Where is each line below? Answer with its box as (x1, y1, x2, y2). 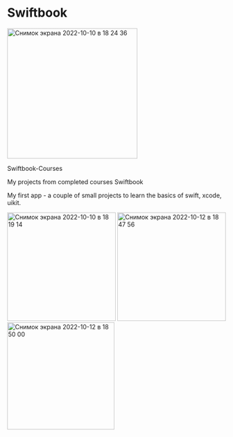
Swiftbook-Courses (7, 164, 63, 172)
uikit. (7, 198, 21, 206)
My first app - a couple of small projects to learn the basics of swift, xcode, (7, 191, 222, 199)
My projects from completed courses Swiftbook (7, 177, 144, 185)
